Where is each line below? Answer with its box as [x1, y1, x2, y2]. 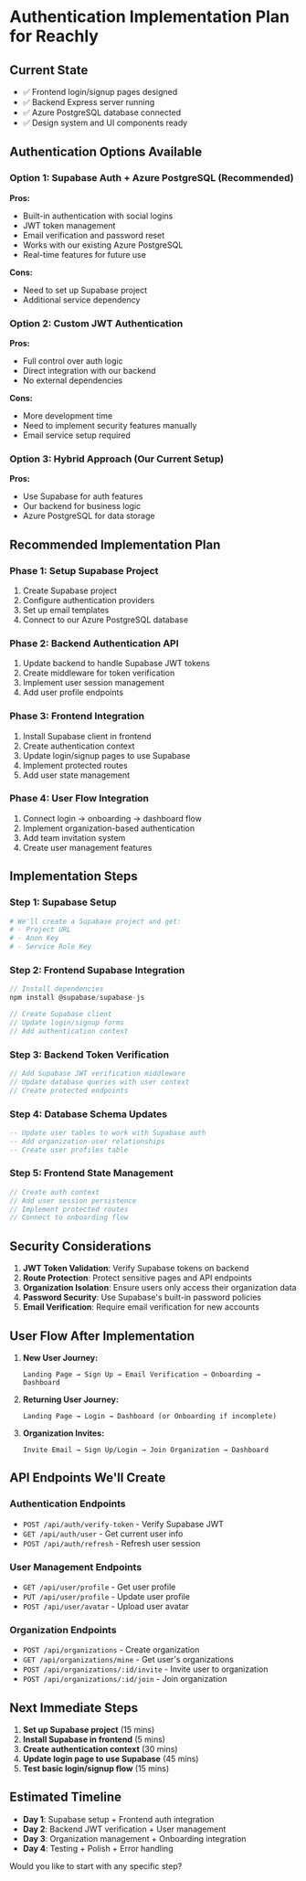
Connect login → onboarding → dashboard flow [22, 813, 203, 824]
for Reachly [9, 26, 99, 47]
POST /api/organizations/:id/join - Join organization [22, 1674, 227, 1684]
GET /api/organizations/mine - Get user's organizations [22, 1654, 235, 1665]
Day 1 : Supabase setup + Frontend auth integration [22, 1813, 215, 1824]
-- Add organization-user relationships [9, 1136, 166, 1146]
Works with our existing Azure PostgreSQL [22, 239, 184, 250]
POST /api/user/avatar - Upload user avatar [22, 1600, 189, 1611]
